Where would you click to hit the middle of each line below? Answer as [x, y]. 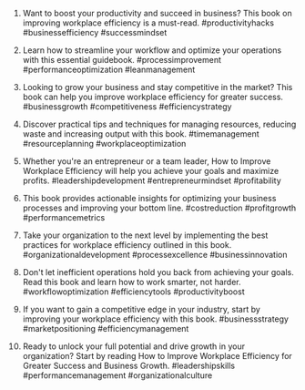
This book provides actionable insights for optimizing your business [149, 198]
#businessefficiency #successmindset [95, 32]
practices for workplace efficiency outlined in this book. [127, 245]
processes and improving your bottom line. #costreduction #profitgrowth [159, 208]
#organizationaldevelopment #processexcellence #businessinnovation [155, 255]
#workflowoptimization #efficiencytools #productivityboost [133, 292]
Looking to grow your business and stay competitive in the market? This [158, 87]
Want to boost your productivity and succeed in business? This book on [158, 13]
